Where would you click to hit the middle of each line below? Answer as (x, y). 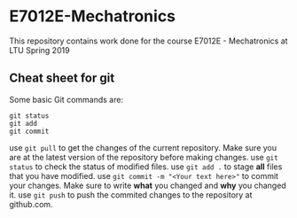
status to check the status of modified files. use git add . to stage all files (146, 167)
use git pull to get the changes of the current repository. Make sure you (143, 147)
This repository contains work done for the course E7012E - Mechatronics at (148, 41)
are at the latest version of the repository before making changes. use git (144, 157)
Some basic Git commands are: (66, 99)
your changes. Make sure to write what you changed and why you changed (148, 185)
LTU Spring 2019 (39, 50)
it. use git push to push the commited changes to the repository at (131, 195)
